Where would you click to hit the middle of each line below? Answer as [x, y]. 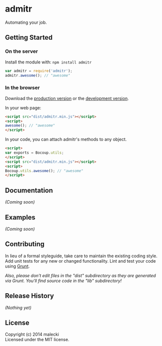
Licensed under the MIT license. [37, 340]
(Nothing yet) [18, 307]
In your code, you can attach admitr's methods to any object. [66, 140]
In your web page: [23, 108]
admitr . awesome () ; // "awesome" [38, 75]
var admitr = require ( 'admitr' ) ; [39, 71]
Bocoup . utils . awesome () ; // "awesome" [44, 171]
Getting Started [29, 38]
